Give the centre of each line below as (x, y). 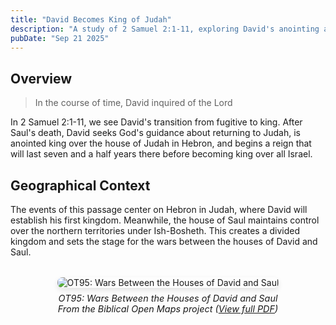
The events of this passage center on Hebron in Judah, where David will (159, 209)
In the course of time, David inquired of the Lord (133, 103)
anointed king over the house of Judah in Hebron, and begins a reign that (161, 143)
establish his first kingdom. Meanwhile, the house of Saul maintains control (165, 220)
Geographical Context (80, 185)
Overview (41, 78)
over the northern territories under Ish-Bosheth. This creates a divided (155, 230)
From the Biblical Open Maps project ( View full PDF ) (168, 309)
